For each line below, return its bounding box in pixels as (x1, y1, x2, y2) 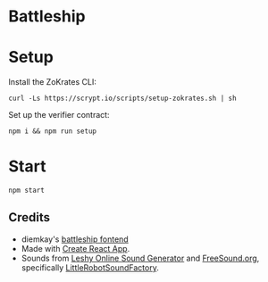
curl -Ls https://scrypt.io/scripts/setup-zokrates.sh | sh (8, 94, 238, 104)
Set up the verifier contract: (8, 110, 110, 120)
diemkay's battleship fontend (21, 234, 129, 245)
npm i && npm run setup (8, 127, 97, 136)
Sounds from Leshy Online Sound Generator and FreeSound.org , (21, 253, 260, 263)
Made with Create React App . (21, 243, 130, 253)
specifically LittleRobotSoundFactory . (21, 261, 160, 273)
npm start (8, 186, 46, 195)
